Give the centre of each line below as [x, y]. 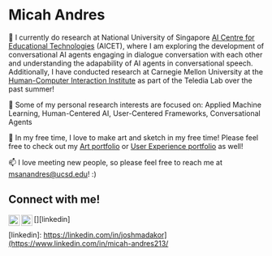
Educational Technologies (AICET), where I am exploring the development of [136, 45]
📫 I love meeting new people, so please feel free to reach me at [116, 162]
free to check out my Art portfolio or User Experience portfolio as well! [126, 146]
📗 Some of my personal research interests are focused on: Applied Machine [135, 105]
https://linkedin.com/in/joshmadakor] [105, 235]
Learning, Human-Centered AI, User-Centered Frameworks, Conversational [135, 113]
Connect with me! [54, 200]
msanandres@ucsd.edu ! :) [52, 174]
